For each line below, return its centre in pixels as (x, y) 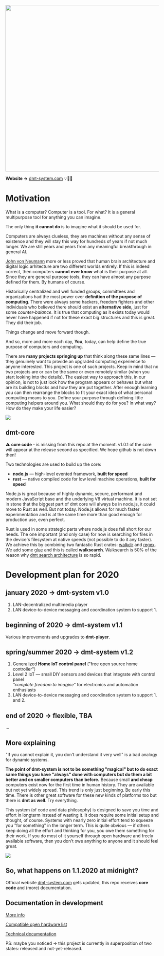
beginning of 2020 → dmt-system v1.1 (64, 625)
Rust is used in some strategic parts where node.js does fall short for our (79, 529)
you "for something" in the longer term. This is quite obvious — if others (78, 825)
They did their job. (24, 323)
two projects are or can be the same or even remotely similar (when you (78, 371)
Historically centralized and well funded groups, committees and (70, 291)
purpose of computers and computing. (44, 347)
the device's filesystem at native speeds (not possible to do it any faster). (79, 539)
